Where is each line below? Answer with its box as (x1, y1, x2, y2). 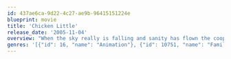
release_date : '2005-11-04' (7, 28, 88, 36)
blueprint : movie (7, 16, 57, 23)
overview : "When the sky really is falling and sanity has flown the (7, 35, 211, 42)
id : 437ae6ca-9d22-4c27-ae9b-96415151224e (7, 9, 131, 17)
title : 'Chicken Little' (7, 22, 78, 29)
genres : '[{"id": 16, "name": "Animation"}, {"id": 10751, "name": (7, 41, 205, 48)
